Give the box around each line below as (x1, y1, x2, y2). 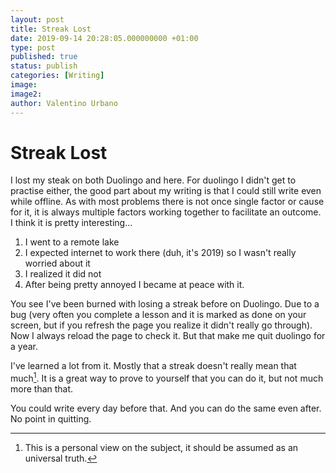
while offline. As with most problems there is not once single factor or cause (10, 196, 325, 208)
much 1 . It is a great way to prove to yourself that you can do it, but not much (10, 371, 324, 385)
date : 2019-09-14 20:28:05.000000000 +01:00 (10, 33, 199, 43)
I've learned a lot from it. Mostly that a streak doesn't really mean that (10, 360, 297, 372)
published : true (10, 52, 78, 62)
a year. (10, 341, 38, 353)
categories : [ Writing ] (10, 71, 105, 81)
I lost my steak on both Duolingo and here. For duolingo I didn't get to (10, 174, 297, 186)
